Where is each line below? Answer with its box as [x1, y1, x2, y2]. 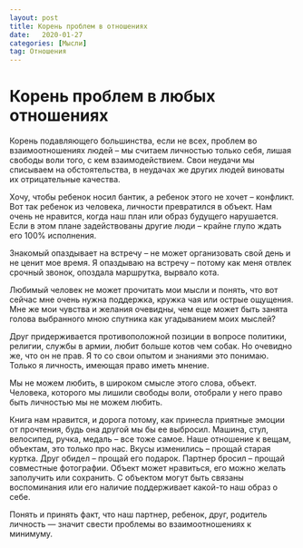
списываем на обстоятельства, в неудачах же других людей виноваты [9, 164, 285, 175]
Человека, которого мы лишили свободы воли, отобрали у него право [9, 387, 283, 398]
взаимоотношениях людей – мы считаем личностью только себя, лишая [9, 145, 292, 156]
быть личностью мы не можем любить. [9, 396, 163, 408]
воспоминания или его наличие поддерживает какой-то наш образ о [9, 482, 279, 493]
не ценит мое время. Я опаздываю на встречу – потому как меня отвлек [9, 258, 292, 269]
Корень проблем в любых [9, 86, 216, 107]
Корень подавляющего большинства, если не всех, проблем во [9, 135, 258, 146]
